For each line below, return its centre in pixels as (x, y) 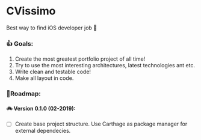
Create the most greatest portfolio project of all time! (80, 59)
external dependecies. (43, 131)
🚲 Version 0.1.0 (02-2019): (41, 108)
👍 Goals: (20, 43)
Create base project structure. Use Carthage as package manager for (101, 124)
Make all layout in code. (44, 78)
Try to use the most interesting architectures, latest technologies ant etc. (105, 65)
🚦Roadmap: (23, 94)
